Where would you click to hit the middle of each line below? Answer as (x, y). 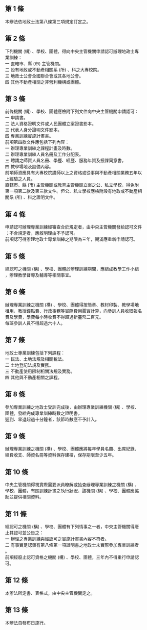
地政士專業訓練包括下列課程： (35, 353)
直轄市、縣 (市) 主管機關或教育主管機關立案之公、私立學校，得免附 (72, 185)
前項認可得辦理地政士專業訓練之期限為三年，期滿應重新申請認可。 (71, 239)
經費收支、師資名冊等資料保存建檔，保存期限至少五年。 (61, 455)
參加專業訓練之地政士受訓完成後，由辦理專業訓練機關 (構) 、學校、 (72, 407)
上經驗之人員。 (20, 179)
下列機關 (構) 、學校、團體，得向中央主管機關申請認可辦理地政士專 (72, 51)
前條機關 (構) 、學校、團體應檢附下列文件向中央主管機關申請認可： (72, 111)
